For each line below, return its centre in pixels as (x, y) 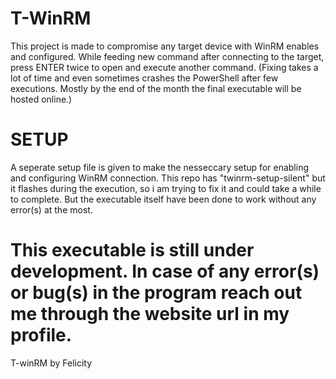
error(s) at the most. (51, 209)
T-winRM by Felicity (51, 363)
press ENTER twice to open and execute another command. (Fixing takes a (164, 67)
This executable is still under (132, 250)
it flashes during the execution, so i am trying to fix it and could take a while (166, 188)
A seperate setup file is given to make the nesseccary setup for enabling (159, 167)
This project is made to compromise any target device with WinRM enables (165, 46)
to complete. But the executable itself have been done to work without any (163, 199)
